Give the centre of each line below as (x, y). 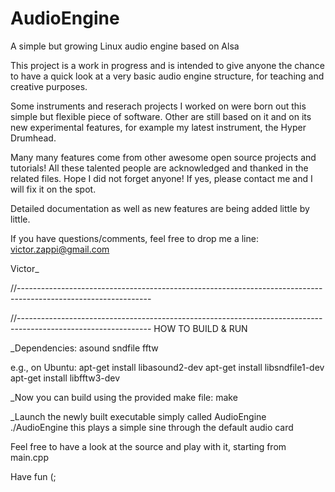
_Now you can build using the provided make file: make (124, 397)
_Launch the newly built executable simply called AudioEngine (138, 416)
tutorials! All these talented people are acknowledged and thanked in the (159, 168)
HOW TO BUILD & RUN (200, 328)
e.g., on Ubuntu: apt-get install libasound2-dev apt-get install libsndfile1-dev (167, 367)
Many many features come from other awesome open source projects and (163, 157)
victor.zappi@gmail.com (60, 249)
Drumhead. (33, 138)
